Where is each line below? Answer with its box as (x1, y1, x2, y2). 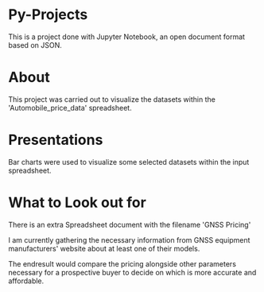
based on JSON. (8, 40, 62, 49)
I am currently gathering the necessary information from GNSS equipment (8, 235, 250, 244)
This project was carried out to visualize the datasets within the (8, 94, 216, 104)
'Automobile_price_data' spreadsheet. (8, 103, 133, 112)
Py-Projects (8, 6, 88, 24)
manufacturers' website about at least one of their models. (8, 243, 200, 253)
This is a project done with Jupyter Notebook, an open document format (8, 32, 245, 41)
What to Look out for (8, 193, 147, 212)
